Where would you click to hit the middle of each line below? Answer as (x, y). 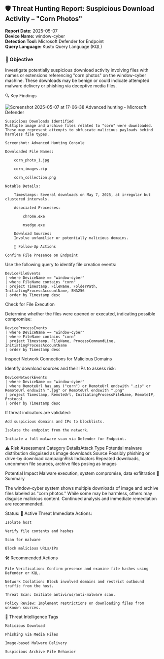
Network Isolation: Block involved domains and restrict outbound (75, 582)
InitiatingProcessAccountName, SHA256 (45, 291)
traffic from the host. (30, 586)
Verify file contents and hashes (39, 531)
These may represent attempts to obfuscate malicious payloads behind (79, 130)
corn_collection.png (35, 178)
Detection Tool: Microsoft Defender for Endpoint (55, 41)
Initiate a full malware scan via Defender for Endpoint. (66, 439)
